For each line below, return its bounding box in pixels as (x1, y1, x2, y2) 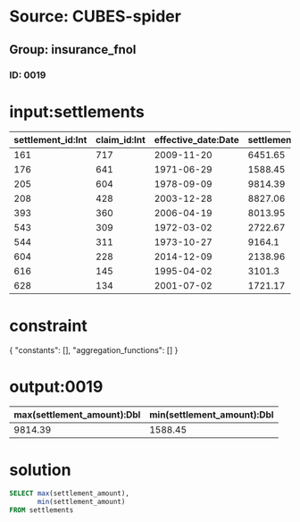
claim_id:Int (95, 134, 146, 147)
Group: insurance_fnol (9, 42, 137, 57)
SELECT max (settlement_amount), (9, 489, 129, 498)
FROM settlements (9, 506, 74, 515)
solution (9, 459, 71, 480)
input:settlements (9, 101, 146, 122)
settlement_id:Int (13, 134, 87, 147)
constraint (9, 316, 87, 336)
